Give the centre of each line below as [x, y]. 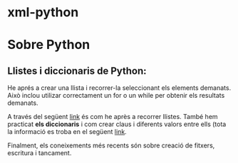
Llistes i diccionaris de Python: [77, 71]
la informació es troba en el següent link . [67, 132]
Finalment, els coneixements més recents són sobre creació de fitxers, [111, 145]
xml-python [43, 12]
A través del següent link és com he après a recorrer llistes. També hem [113, 117]
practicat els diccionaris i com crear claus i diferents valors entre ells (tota [117, 124]
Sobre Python [49, 45]
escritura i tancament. [40, 153]
